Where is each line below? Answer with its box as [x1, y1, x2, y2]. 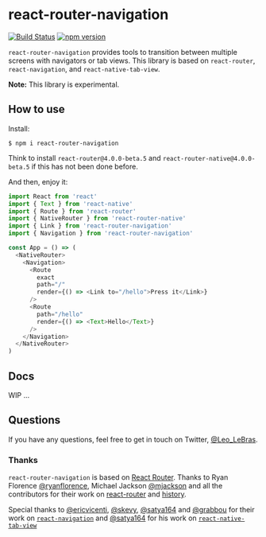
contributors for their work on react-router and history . [8, 489, 187, 499]
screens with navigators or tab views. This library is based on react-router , [8, 56, 256, 65]
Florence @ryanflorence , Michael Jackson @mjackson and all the [8, 481, 223, 491]
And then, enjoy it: [8, 177, 68, 186]
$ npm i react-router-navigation [8, 139, 119, 147]
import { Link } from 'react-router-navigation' [8, 222, 172, 230]
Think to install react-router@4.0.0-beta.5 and [8, 153, 161, 162]
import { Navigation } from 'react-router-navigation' [8, 229, 194, 238]
